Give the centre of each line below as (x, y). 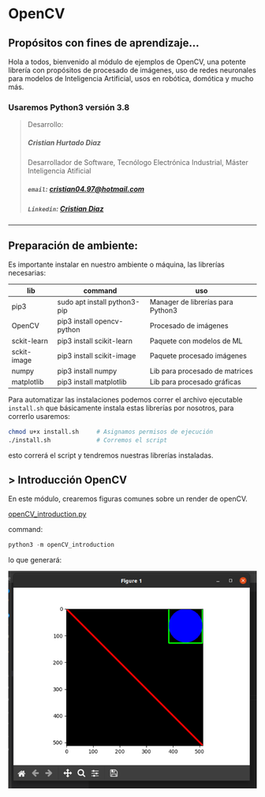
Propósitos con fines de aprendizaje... (104, 43)
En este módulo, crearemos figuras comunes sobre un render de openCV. (128, 499)
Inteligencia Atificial (59, 171)
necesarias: (27, 273)
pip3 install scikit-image (97, 356)
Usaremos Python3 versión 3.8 (69, 107)
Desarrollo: (45, 125)
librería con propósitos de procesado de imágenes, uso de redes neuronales (132, 70)
